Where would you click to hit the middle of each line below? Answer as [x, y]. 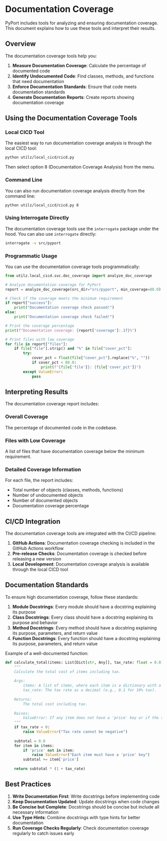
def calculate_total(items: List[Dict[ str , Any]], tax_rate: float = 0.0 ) [84, 662]
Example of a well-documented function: [47, 653]
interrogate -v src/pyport [33, 243]
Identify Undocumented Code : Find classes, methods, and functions [83, 76]
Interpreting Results [37, 392]
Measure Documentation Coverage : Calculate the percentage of [79, 65]
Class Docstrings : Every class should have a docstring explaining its [83, 617]
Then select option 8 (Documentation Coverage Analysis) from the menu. [80, 167]
